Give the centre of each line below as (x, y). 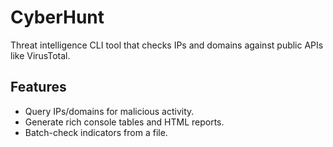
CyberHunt (57, 17)
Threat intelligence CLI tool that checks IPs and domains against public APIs (167, 45)
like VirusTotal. (40, 55)
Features (38, 87)
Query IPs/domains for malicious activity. (109, 111)
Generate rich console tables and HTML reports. (124, 122)
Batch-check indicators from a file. (96, 132)
